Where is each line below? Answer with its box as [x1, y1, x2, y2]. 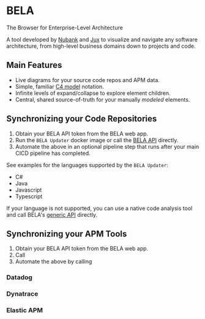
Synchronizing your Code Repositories [6, 114, 157, 124]
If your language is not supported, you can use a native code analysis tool [6, 205, 193, 212]
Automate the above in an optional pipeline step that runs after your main [15, 143, 199, 150]
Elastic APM [6, 306, 43, 315]
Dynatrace [6, 290, 39, 298]
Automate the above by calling [15, 258, 92, 265]
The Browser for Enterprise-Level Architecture [6, 24, 124, 31]
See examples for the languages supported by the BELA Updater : [6, 161, 168, 168]
